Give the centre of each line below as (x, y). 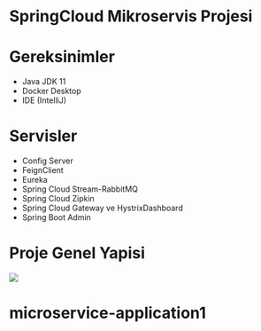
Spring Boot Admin (56, 217)
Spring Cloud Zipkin (58, 199)
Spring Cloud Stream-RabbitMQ (80, 189)
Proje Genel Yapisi (77, 253)
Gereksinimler (62, 57)
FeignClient (42, 170)
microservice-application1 (107, 313)
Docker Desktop (51, 91)
